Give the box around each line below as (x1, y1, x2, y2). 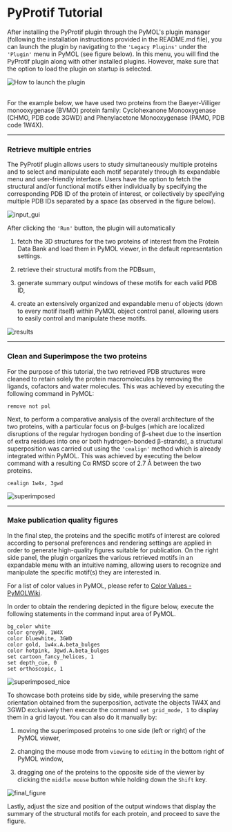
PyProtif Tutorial (7, 5, 103, 21)
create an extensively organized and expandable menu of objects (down (17, 300, 223, 308)
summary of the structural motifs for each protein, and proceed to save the (7, 809, 220, 817)
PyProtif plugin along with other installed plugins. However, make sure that (7, 57, 219, 65)
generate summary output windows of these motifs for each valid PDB (17, 279, 217, 287)
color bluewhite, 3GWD (7, 635, 72, 642)
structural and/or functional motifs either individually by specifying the (7, 182, 207, 191)
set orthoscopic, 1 (7, 665, 64, 672)
